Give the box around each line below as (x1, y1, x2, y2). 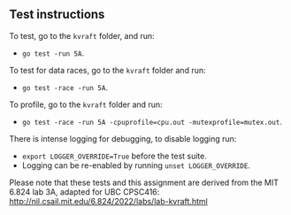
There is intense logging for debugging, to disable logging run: (9, 133, 237, 144)
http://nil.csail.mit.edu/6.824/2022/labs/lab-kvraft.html (9, 196, 208, 206)
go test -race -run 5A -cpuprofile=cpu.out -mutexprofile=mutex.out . (21, 116, 283, 127)
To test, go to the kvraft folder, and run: (9, 30, 155, 41)
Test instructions (9, 7, 105, 22)
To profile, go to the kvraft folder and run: (9, 99, 163, 110)
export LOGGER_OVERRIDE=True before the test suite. (21, 150, 208, 161)
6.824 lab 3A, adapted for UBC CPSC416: (9, 186, 160, 197)
